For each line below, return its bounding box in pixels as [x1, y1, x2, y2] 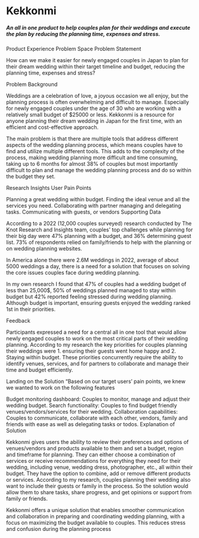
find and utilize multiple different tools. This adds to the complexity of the [6, 148, 185, 155]
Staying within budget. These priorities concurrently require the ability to [6, 354, 184, 361]
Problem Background [6, 81, 58, 88]
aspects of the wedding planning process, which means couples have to [6, 141, 183, 149]
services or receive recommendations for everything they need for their [6, 458, 181, 465]
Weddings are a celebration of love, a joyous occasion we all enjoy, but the [6, 92, 188, 99]
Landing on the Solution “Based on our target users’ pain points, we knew [6, 378, 185, 385]
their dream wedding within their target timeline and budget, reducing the [6, 63, 185, 70]
